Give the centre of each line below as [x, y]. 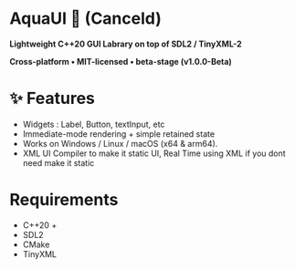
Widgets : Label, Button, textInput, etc [94, 124]
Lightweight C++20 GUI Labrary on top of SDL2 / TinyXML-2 [126, 44]
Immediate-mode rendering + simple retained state [119, 134]
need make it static [58, 162]
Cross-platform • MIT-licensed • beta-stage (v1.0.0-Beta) [121, 61]
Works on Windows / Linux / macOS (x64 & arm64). [120, 143]
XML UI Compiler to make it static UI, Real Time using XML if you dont [154, 153]
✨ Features [53, 98]
